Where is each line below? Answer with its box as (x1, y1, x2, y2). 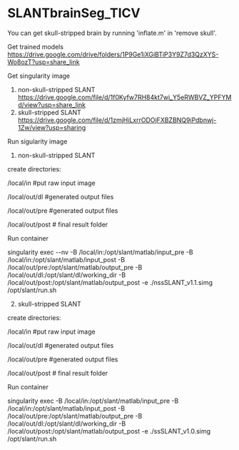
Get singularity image (7, 71, 71, 80)
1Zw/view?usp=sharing (17, 123, 86, 131)
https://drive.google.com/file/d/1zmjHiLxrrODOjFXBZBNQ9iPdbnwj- (17, 116, 217, 124)
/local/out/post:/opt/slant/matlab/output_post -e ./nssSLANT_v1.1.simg (7, 278, 213, 286)
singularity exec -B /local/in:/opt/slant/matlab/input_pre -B (7, 396, 179, 405)
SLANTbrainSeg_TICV (7, 5, 141, 21)
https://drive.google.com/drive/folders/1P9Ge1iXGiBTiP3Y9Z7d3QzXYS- (7, 50, 219, 59)
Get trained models (7, 42, 64, 51)
